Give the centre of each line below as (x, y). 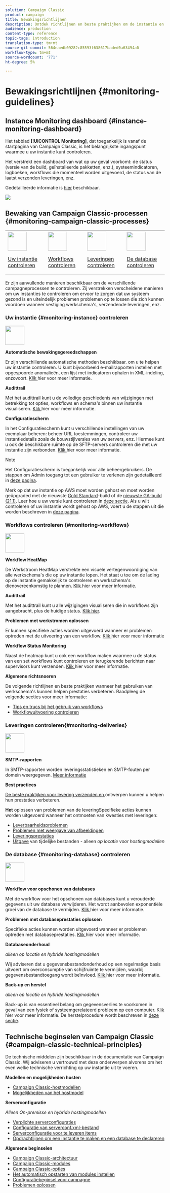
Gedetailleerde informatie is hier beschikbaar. (53, 188)
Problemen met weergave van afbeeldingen (58, 830)
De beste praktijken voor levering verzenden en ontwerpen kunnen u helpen (85, 794)
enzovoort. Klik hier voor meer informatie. (49, 378)
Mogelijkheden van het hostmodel (48, 1093)
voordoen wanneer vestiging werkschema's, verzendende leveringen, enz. (83, 305)
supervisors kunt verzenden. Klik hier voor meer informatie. (67, 666)
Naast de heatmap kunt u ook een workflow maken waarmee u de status (81, 655)
